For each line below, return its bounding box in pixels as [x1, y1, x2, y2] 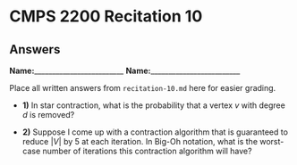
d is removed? [21, 110, 75, 120]
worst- [259, 136, 284, 146]
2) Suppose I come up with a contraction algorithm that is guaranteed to [21, 127, 289, 137]
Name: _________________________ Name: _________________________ [9, 65, 241, 76]
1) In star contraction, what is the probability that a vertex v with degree [21, 100, 286, 111]
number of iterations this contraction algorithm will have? [42, 145, 252, 156]
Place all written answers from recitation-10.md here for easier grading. [9, 83, 276, 93]
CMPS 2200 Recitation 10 [9, 6, 203, 27]
